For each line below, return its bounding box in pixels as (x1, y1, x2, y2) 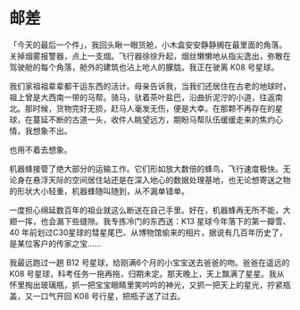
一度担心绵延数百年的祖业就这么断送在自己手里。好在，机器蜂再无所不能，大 (9, 205, 291, 215)
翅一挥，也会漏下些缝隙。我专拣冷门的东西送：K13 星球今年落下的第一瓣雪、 (9, 215, 291, 226)
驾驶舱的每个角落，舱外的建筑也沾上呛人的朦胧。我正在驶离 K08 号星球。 (9, 62, 279, 72)
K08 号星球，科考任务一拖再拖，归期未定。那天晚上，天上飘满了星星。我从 (9, 268, 285, 279)
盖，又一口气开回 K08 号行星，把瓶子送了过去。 (9, 290, 186, 301)
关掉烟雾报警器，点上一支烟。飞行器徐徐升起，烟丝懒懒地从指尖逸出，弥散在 (9, 50, 291, 61)
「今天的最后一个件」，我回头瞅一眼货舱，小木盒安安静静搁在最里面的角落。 (9, 39, 287, 50)
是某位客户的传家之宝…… (9, 238, 102, 248)
